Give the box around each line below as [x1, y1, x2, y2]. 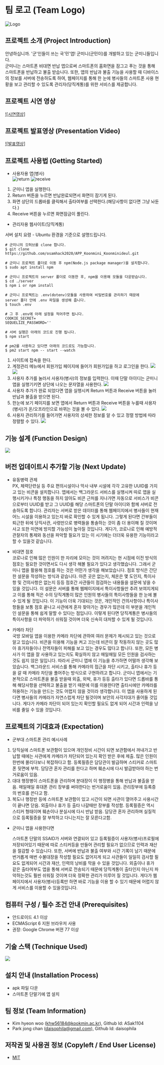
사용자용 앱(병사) [12, 171, 45, 177]
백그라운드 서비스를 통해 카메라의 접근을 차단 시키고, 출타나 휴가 [30, 664, 152, 669]
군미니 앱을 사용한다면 [12, 825, 55, 831]
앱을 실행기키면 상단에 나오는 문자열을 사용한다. [12, 382, 103, 388]
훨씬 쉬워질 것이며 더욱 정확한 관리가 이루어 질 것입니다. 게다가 [33, 872, 152, 878]
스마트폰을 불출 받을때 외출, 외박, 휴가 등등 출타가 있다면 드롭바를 [29, 676, 153, 682]
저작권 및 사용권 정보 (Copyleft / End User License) [5, 1041, 156, 1049]
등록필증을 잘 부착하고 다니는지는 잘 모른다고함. [21, 815, 112, 821]
